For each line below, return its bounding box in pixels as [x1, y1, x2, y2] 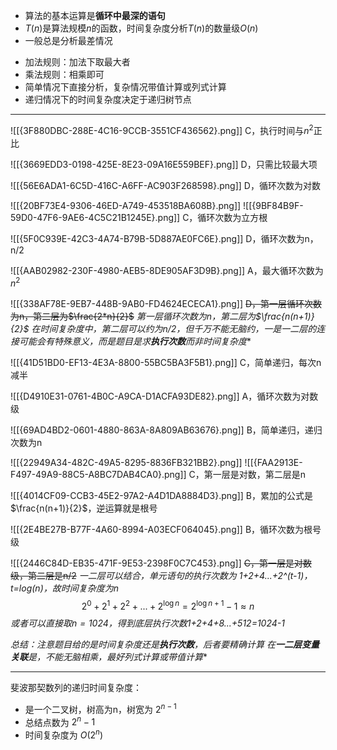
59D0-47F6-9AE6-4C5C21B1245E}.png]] [10, 211, 181, 223]
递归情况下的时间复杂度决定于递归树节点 [24, 94, 192, 105]
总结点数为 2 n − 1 [24, 714, 96, 728]
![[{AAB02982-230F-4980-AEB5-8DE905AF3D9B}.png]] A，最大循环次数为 [10, 264, 324, 276]
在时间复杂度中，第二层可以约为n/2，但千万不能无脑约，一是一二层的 [31, 323, 317, 335]
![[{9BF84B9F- [243, 199, 304, 211]
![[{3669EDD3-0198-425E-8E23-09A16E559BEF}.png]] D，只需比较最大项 [10, 158, 318, 170]
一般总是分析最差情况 [24, 35, 113, 46]
